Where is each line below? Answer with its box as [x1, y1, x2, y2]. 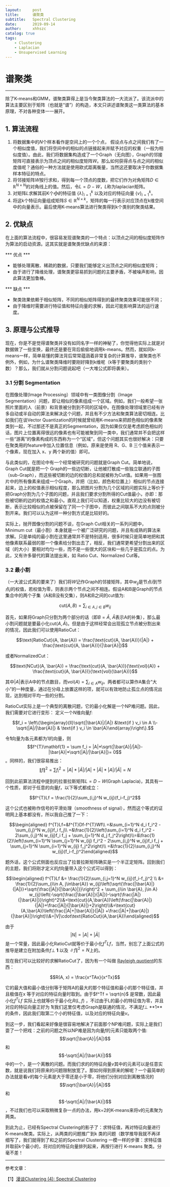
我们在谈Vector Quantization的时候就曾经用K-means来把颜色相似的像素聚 [9, 416, 163, 423]
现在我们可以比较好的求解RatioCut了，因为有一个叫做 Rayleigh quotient [5, 958, 154, 964]
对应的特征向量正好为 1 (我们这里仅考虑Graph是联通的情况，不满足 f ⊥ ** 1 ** [5, 1004, 163, 1010]
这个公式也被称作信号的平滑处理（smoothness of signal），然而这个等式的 [5, 805, 158, 811]
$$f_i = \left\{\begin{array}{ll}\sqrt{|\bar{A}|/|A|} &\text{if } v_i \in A [12, 719, 152, 725]
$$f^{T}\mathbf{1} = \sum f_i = [27, 743, 92, 750]
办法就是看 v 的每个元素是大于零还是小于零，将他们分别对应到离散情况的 [5, 1074, 154, 1080]
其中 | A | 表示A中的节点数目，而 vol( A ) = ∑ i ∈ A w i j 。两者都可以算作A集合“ [5, 678, 153, 686]
